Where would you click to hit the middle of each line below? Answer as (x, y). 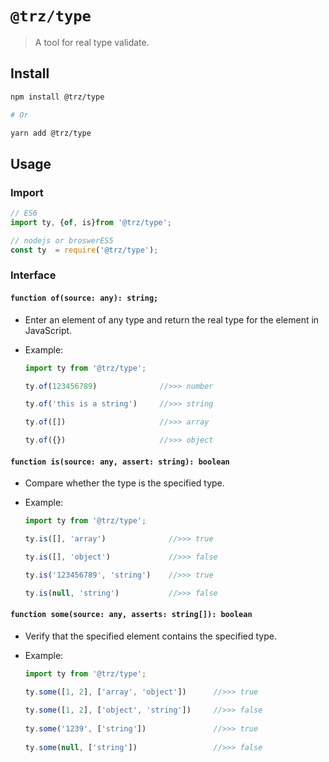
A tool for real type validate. (92, 42)
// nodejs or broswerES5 (62, 240)
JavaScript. (48, 330)
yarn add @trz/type (51, 133)
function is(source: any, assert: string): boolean (120, 462)
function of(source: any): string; (84, 298)
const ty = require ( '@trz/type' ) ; (84, 250)
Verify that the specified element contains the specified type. (150, 636)
